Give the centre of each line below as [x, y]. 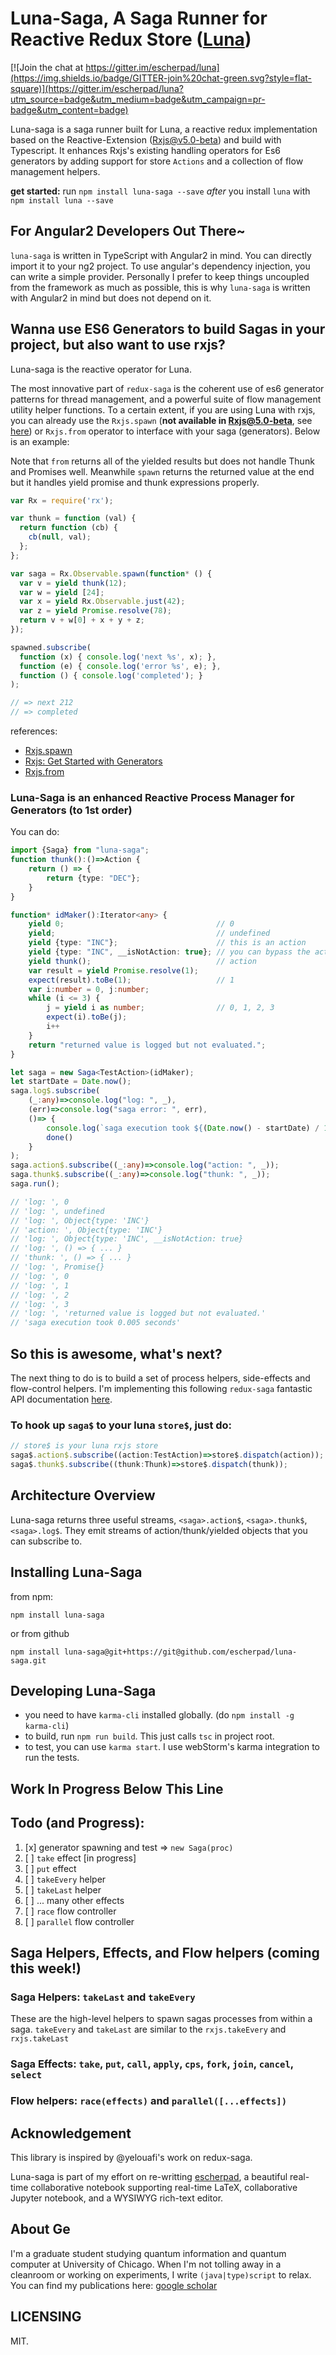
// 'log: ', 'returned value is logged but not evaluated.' [138, 1313]
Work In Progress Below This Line [117, 1788]
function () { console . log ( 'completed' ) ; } [111, 675]
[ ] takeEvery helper [65, 1879]
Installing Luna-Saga [76, 1572]
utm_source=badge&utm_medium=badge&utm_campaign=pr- [138, 99]
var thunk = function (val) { [73, 518]
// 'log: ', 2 [40, 1295]
